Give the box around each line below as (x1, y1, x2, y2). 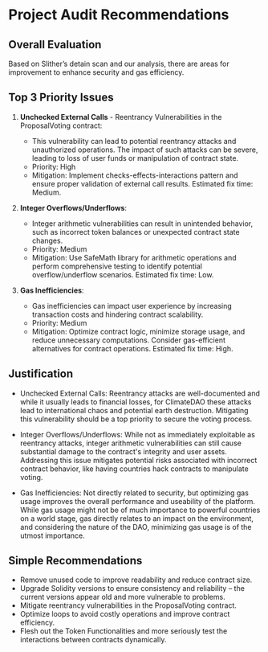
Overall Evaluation (8, 38, 102, 51)
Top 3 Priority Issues (8, 91, 114, 105)
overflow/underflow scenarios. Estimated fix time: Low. (31, 269, 214, 279)
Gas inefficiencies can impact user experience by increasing (31, 301, 233, 310)
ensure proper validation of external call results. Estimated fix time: (31, 178, 254, 188)
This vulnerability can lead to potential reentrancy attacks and (31, 136, 237, 146)
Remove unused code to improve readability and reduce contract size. (19, 575, 253, 584)
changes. (31, 236, 63, 245)
